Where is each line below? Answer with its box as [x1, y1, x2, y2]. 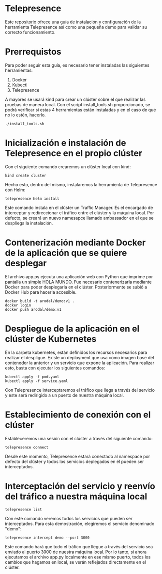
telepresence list [5, 507, 42, 512]
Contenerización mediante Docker [5, 237, 146, 248]
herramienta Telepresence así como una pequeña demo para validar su [5, 24, 147, 30]
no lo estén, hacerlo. [5, 112, 46, 118]
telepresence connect [5, 445, 49, 450]
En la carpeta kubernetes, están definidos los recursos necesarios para [5, 350, 147, 355]
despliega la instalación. [5, 220, 53, 226]
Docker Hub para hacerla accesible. [5, 289, 77, 295]
